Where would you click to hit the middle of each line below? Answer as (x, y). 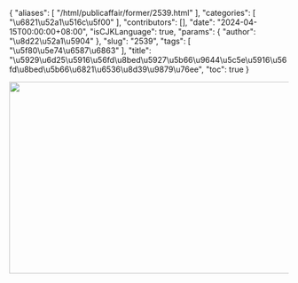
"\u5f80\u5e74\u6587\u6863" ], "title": (81, 51)
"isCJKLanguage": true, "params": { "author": (173, 31)
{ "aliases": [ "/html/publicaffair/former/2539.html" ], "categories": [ (133, 13)
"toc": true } (227, 69)
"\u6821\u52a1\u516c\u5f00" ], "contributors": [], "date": (112, 22)
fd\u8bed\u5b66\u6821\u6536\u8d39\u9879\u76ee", (106, 69)
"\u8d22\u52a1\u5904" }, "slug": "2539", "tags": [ (100, 41)
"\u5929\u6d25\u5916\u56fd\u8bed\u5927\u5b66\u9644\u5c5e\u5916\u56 (148, 60)
